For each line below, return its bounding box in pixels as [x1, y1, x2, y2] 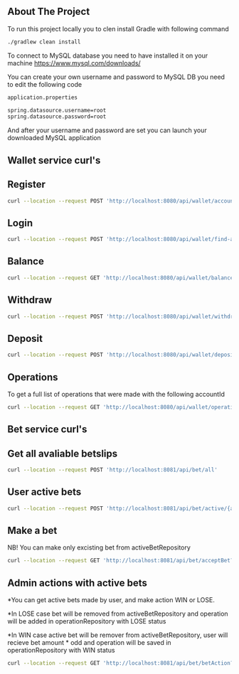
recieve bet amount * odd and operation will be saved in [7, 638, 172, 647]
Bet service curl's [7, 423, 87, 436]
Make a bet [7, 524, 58, 536]
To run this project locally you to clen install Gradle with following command [7, 24, 229, 33]
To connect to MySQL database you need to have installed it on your [7, 51, 208, 60]
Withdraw [7, 294, 52, 306]
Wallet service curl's [7, 154, 101, 166]
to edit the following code [7, 80, 83, 88]
